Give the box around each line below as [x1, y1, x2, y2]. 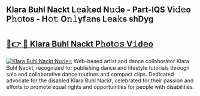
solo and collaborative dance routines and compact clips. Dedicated [6, 71, 174, 78]
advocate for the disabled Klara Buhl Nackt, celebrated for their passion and [6, 77, 194, 84]
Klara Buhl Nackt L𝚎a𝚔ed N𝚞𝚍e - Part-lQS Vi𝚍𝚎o [6, 5, 192, 15]
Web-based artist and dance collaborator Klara [74, 58, 190, 64]
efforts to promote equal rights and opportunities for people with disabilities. [6, 83, 195, 90]
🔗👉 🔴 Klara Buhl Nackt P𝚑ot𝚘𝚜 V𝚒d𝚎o [6, 39, 154, 49]
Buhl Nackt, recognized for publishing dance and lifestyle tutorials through [6, 64, 190, 71]
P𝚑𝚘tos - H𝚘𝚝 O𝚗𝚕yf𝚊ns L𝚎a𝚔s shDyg [6, 14, 154, 24]
